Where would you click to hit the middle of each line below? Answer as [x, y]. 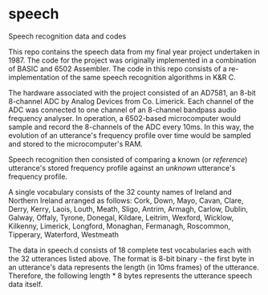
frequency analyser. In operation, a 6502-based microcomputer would [124, 118]
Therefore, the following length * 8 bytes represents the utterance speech [130, 275]
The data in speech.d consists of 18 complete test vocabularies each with [130, 250]
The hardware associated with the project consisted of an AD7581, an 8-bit [132, 92]
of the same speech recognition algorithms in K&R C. [149, 77]
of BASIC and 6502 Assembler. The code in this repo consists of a [118, 68]
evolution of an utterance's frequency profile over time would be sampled [130, 135]
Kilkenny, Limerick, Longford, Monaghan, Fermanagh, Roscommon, [120, 226]
